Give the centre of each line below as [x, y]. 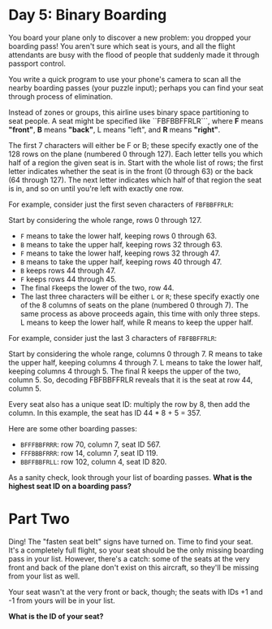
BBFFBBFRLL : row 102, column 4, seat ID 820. [93, 461]
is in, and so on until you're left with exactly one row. [96, 188]
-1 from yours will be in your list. [62, 601]
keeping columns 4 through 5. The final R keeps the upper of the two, [125, 371]
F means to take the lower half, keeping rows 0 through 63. [119, 236]
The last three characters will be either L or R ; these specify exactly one [140, 296]
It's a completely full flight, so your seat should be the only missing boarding [136, 550]
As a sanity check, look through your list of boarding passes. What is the [130, 477]
